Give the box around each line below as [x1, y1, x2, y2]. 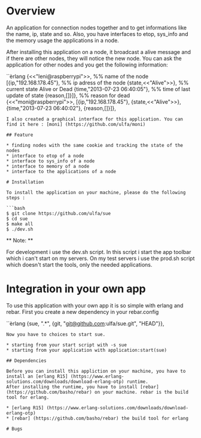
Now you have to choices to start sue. [6, 331, 106, 337]
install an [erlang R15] [6, 373, 68, 379]
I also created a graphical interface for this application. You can [6, 116, 184, 122]
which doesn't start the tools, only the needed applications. [6, 261, 153, 268]
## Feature [6, 132, 33, 138]
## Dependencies [6, 358, 47, 364]
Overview [6, 4, 56, 18]
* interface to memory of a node [6, 163, 90, 169]
